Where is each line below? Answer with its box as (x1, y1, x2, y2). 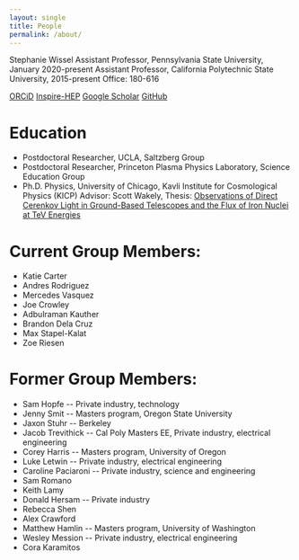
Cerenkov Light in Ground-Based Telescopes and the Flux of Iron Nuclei (22, 200, 289, 211)
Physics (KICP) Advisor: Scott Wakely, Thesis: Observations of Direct (22, 191, 278, 201)
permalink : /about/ (9, 30, 83, 39)
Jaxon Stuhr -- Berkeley (22, 418, 112, 429)
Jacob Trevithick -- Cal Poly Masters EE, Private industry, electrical (22, 428, 271, 439)
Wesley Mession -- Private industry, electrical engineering (22, 532, 238, 544)
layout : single (9, 13, 66, 22)
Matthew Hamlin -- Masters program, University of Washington (22, 523, 256, 534)
